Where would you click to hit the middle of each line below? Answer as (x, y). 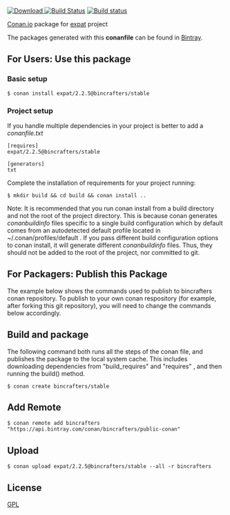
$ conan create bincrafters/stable (58, 386)
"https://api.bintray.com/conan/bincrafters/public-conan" (94, 429)
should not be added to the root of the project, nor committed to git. (104, 252)
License (25, 488)
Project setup (30, 111)
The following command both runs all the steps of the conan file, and (105, 351)
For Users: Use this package (69, 59)
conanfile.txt (25, 133)
